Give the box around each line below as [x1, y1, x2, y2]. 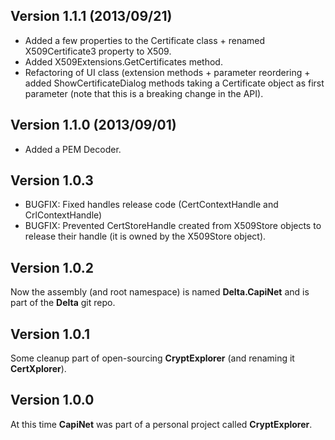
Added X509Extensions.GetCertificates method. [24, 55, 223, 68]
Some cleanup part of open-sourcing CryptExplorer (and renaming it [10, 352, 295, 364]
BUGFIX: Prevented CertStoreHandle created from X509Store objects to [24, 220, 322, 232]
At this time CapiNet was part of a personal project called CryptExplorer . [10, 418, 313, 430]
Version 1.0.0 [10, 392, 95, 409]
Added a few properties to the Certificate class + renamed [24, 34, 266, 46]
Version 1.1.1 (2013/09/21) [10, 8, 173, 25]
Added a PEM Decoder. [24, 143, 122, 155]
